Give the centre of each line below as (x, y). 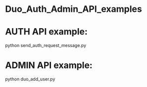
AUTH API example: (47, 32)
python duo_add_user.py (30, 79)
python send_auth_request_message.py (46, 45)
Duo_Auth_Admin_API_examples (73, 9)
